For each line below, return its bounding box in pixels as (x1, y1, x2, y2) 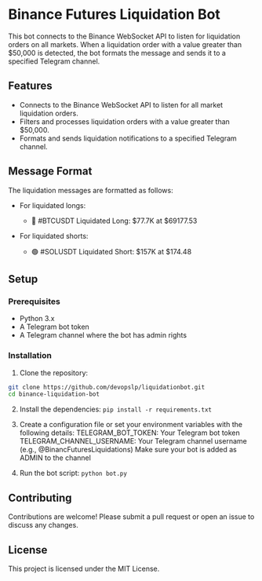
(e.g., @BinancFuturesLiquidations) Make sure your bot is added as (19, 445, 237, 455)
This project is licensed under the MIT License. (8, 564, 160, 573)
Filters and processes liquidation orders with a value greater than (19, 116, 230, 126)
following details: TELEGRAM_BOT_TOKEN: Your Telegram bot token (19, 428, 241, 437)
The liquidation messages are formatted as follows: (8, 185, 174, 195)
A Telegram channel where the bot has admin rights (19, 331, 187, 340)
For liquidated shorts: (19, 231, 89, 240)
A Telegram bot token (19, 322, 90, 331)
